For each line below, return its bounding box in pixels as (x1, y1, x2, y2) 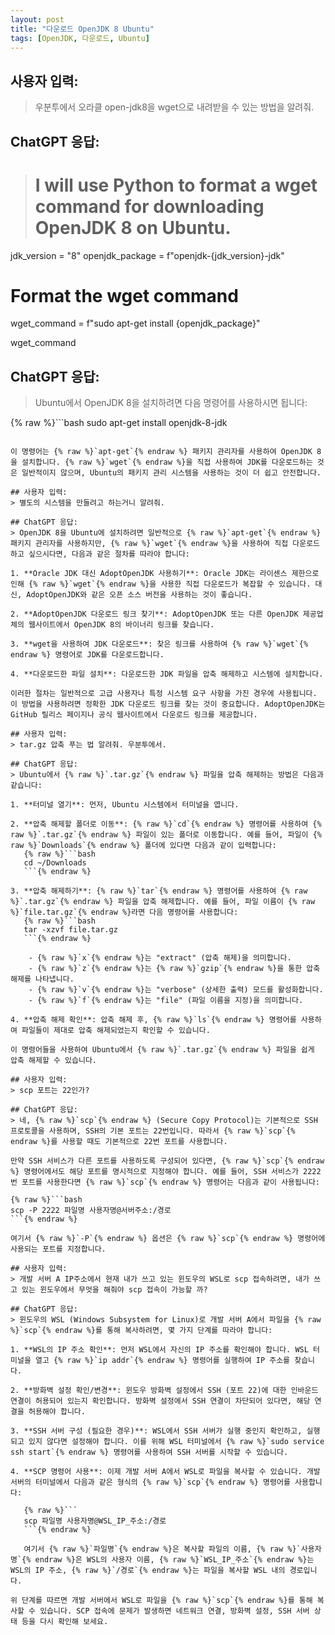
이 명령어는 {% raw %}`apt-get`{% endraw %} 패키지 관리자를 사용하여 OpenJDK (10, 447, 313, 457)
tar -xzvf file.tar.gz (23, 925, 118, 935)
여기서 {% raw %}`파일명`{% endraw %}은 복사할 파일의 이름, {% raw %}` (23, 1544, 302, 1555)
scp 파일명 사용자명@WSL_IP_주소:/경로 (23, 1516, 167, 1526)
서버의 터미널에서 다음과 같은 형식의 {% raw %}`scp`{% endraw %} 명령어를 (10, 1477, 291, 1488)
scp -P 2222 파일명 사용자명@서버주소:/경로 (10, 1206, 172, 1216)
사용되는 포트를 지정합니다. (10, 1244, 107, 1255)
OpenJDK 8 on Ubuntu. (34, 216, 232, 239)
